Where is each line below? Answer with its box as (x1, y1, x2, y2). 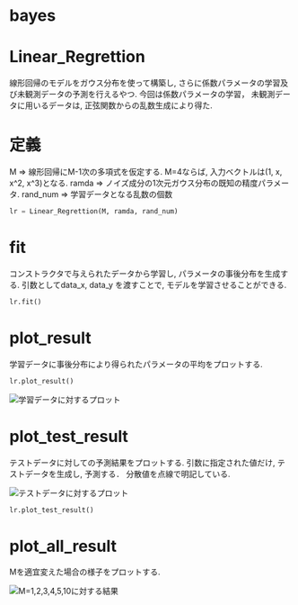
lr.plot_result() (9, 376, 74, 385)
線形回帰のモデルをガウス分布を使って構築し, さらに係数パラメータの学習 (9, 77, 281, 88)
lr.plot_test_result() (9, 505, 94, 514)
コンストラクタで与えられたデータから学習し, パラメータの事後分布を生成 (9, 267, 281, 279)
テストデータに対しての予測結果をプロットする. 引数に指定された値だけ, (9, 456, 276, 468)
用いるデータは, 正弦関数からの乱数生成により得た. (24, 100, 213, 111)
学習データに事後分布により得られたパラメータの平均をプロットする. (9, 358, 263, 369)
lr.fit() (9, 297, 42, 306)
